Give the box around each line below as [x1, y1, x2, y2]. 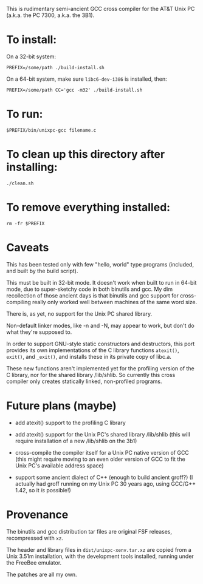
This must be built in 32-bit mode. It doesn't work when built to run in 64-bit [6, 279, 197, 286]
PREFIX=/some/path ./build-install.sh [6, 64, 105, 70]
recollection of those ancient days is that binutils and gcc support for [6, 291, 179, 299]
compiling [6, 298, 32, 305]
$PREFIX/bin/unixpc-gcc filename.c [6, 127, 97, 133]
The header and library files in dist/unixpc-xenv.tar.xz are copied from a [6, 546, 191, 553]
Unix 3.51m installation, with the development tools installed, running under [6, 552, 194, 560]
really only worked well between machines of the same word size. [32, 298, 198, 305]
